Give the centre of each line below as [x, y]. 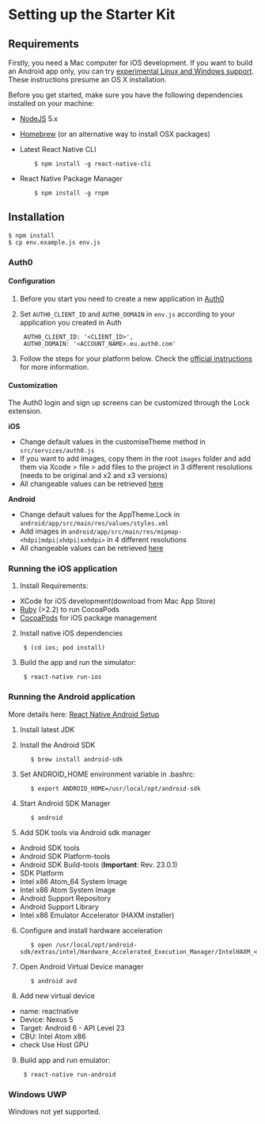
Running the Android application [72, 697]
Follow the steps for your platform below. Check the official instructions [136, 359]
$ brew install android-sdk [77, 759]
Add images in [43, 531]
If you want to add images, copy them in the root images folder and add [135, 459]
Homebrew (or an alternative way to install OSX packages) [115, 134]
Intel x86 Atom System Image [68, 890]
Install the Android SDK [57, 745]
